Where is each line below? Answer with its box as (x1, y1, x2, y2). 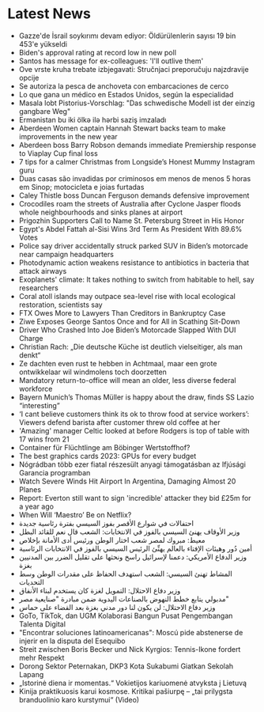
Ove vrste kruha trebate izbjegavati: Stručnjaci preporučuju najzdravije (18, 64, 250, 74)
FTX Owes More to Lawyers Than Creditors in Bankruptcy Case (18, 308, 226, 317)
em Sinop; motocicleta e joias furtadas (18, 182, 145, 191)
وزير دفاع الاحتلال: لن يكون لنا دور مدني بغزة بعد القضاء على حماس (18, 602, 216, 612)
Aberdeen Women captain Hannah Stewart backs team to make (18, 123, 226, 133)
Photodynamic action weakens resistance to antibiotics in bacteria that (18, 258, 250, 267)
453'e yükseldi (18, 39, 68, 48)
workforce (18, 384, 53, 393)
